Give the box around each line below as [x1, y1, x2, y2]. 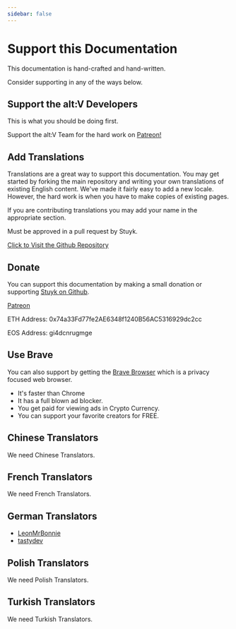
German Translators [7, 510, 98, 522]
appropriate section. [7, 213, 66, 222]
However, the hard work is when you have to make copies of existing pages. [7, 192, 230, 201]
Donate [7, 261, 40, 273]
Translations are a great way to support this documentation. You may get [7, 170, 219, 179]
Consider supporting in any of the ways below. [7, 78, 143, 86]
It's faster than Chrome [17, 389, 85, 397]
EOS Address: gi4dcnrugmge [7, 329, 93, 337]
